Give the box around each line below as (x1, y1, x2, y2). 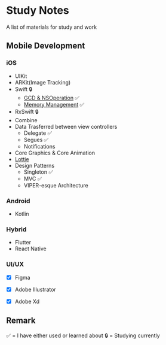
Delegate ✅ (23, 129, 53, 137)
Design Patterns (14, 162, 55, 169)
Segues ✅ (23, 136, 49, 143)
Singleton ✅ (23, 168, 54, 175)
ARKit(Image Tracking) (14, 78, 71, 86)
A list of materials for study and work (6, 23, 97, 31)
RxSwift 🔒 (14, 108, 39, 115)
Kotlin (14, 210, 29, 217)
